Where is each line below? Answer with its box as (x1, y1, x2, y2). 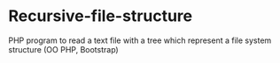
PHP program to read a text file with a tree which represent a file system (8, 35, 272, 45)
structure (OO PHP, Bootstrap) (8, 44, 119, 54)
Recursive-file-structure (8, 6, 193, 26)
